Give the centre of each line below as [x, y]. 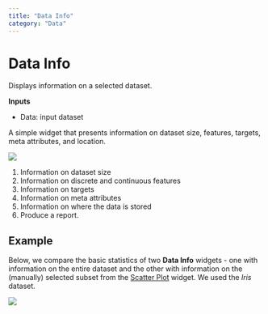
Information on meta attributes [71, 198]
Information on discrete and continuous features [100, 181]
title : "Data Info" [41, 16]
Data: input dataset [52, 117]
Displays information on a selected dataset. [80, 86]
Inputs [19, 101]
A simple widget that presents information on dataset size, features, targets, [134, 133]
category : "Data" [38, 23]
